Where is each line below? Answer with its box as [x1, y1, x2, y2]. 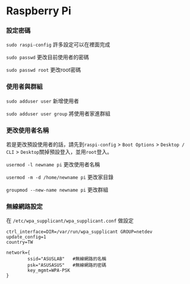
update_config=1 [6, 234, 46, 240]
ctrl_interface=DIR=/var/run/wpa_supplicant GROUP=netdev [6, 229, 153, 235]
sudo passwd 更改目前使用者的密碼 [6, 53, 89, 61]
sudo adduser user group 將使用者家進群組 [6, 110, 111, 117]
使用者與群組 [6, 83, 43, 91]
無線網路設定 [6, 203, 43, 210]
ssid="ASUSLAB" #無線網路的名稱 [27, 256, 107, 262]
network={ [6, 250, 31, 256]
